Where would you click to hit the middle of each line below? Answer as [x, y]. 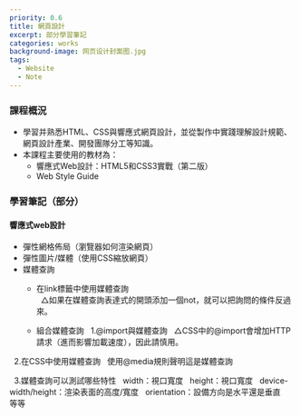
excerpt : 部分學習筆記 [48, 35]
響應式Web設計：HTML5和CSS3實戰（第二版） [124, 166]
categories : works [44, 43]
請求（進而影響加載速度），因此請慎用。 [110, 343]
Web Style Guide [68, 176]
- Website [36, 69]
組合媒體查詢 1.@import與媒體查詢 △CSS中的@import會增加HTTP [164, 331]
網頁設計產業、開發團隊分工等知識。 [90, 144]
